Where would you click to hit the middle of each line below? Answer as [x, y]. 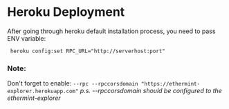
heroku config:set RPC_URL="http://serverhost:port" [88, 51]
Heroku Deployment [66, 12]
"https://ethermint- [171, 84]
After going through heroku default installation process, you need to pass [111, 31]
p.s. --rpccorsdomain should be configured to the [151, 91]
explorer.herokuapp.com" [43, 91]
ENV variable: [27, 38]
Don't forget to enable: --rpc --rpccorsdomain [73, 83]
